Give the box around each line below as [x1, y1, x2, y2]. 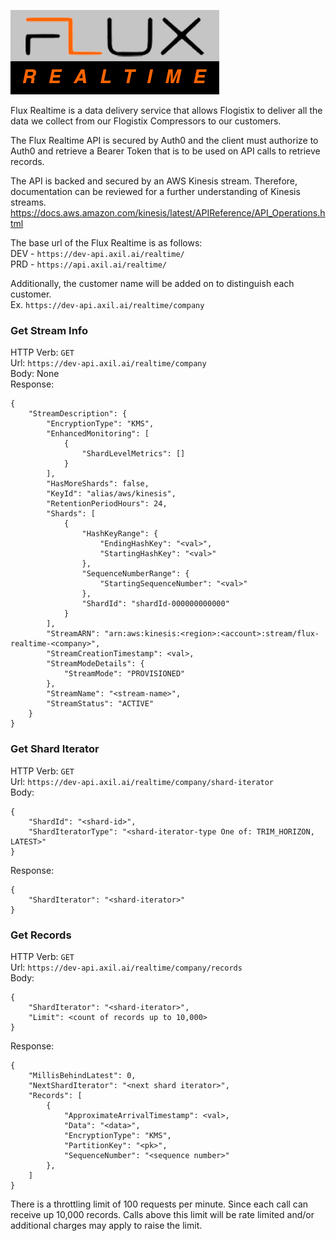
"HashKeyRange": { [81, 529, 159, 539]
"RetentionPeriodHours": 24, [46, 499, 168, 509]
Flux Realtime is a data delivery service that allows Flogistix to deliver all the [10, 105, 323, 116]
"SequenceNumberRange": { [81, 569, 190, 579]
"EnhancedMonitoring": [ [46, 429, 150, 439]
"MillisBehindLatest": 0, [28, 1070, 137, 1080]
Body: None [10, 368, 60, 380]
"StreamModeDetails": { [46, 659, 145, 669]
